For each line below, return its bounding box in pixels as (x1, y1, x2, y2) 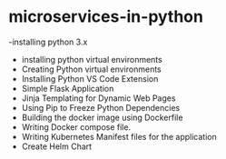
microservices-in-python (8, 6, 203, 27)
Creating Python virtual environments (21, 64, 162, 75)
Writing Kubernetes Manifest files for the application (21, 131, 217, 142)
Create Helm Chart (21, 141, 93, 152)
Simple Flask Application (21, 83, 114, 94)
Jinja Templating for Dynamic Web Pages (21, 93, 176, 104)
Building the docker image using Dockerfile (21, 112, 183, 123)
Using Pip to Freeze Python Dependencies (21, 102, 181, 113)
